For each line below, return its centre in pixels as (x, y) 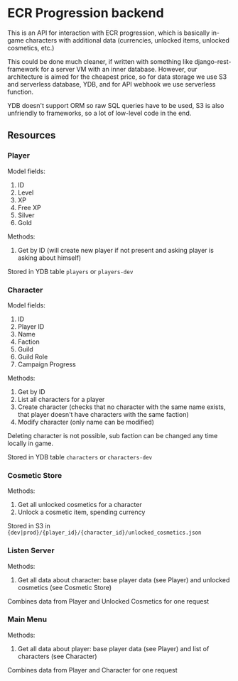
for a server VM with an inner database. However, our (119, 69)
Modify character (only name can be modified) (86, 422)
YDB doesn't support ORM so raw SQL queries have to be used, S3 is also (116, 105)
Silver (26, 215)
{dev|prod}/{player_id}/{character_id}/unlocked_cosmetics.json (104, 533)
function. (21, 92)
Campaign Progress (47, 364)
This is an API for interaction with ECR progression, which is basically (109, 33)
